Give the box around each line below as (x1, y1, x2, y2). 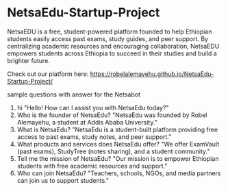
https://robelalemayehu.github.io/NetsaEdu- (90, 70, 214, 78)
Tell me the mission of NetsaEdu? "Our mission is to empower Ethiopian (16, 154, 219, 162)
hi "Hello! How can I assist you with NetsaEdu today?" (16, 103, 169, 112)
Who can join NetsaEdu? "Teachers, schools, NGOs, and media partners (16, 169, 221, 177)
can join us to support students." (16, 176, 110, 184)
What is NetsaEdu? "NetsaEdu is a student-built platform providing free (16, 125, 218, 133)
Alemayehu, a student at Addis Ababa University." (16, 118, 157, 126)
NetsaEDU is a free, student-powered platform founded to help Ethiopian (7, 27, 212, 36)
